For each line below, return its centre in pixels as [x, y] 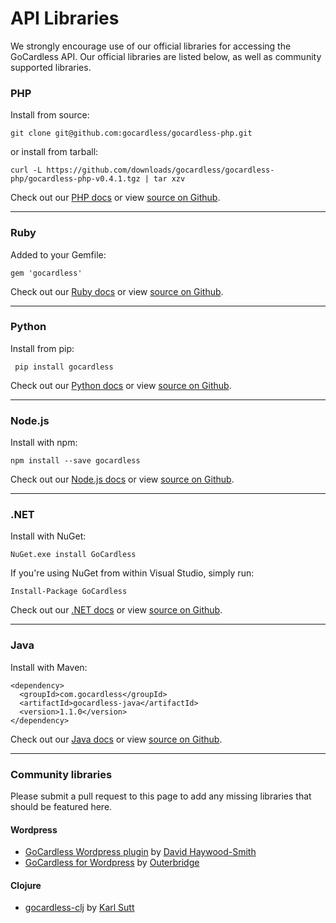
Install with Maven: [49, 667]
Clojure [26, 885]
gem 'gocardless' [46, 273]
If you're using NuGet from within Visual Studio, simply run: [132, 573]
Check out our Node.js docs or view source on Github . [122, 479]
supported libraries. [51, 67]
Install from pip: [42, 348]
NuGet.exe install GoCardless [73, 555]
